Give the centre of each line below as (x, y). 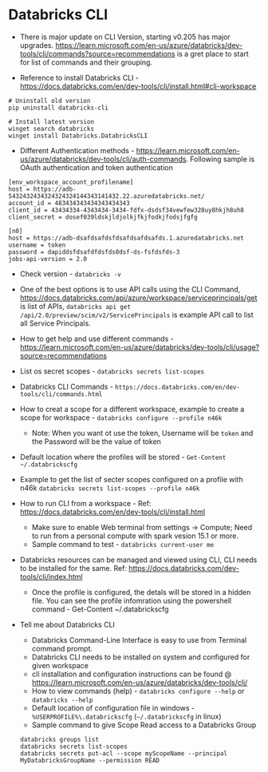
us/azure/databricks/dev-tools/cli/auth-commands (103, 159)
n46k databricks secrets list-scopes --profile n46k (110, 488)
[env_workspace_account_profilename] (71, 182)
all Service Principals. (55, 323)
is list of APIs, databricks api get (75, 306)
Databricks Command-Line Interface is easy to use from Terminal (139, 639)
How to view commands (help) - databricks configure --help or (138, 691)
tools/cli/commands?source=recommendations (97, 53)
